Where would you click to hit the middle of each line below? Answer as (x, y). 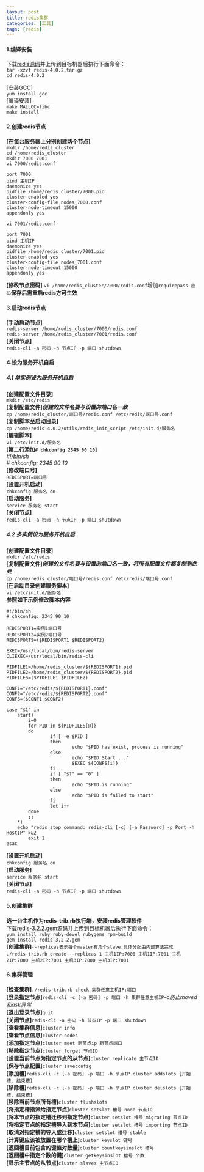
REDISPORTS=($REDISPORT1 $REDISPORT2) (55, 640)
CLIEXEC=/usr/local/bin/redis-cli (50, 657)
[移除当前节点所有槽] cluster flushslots (57, 1102)
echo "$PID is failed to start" (113, 795)
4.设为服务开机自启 (30, 363)
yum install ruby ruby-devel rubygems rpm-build (69, 934)
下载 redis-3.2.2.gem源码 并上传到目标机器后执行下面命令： (80, 928)
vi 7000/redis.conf (31, 164)
